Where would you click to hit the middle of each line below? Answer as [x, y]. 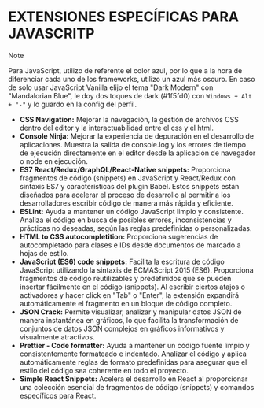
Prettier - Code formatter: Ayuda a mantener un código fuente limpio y [134, 345]
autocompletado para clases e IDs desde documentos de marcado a [130, 245]
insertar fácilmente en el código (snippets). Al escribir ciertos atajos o [132, 287]
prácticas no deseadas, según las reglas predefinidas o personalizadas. [136, 228]
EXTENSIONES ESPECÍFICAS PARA [124, 17]
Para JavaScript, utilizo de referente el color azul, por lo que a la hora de [125, 70]
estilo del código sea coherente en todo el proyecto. [104, 370]
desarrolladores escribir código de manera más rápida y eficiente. [126, 203]
